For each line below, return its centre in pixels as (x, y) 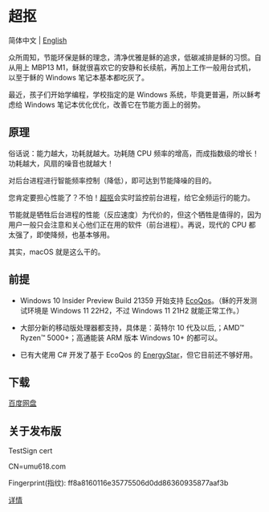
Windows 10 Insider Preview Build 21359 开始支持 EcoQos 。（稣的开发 (135, 300)
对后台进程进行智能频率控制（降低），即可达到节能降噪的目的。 (112, 180)
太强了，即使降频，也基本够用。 (61, 235)
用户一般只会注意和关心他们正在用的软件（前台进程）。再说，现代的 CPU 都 (132, 224)
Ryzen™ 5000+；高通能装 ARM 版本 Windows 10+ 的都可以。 (121, 338)
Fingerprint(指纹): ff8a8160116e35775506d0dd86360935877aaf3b (118, 483)
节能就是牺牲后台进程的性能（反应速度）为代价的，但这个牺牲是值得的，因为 (135, 215)
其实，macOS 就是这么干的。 (57, 252)
